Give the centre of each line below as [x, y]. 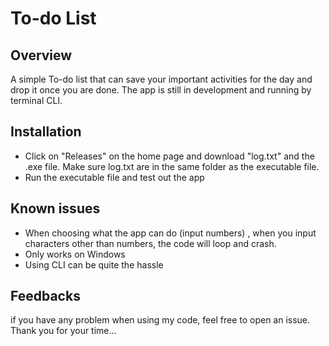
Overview [41, 55]
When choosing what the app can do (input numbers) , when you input [170, 233]
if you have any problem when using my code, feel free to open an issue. [160, 320]
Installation [46, 132]
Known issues [55, 208]
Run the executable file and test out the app [114, 177]
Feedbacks [45, 296]
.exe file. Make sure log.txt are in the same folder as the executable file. [172, 166]
